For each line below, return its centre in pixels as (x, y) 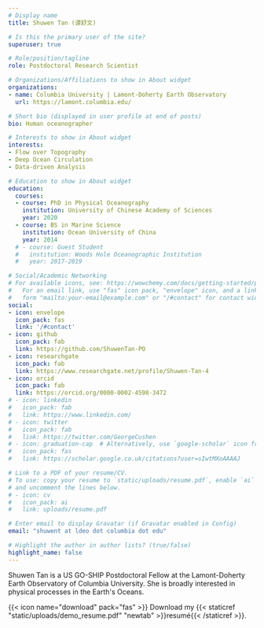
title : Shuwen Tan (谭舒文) (52, 23)
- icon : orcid (31, 379)
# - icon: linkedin (40, 401)
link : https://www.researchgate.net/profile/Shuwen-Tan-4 (112, 371)
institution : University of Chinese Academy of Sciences (117, 211)
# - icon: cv (29, 495)
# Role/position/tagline (49, 59)
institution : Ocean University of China (89, 232)
